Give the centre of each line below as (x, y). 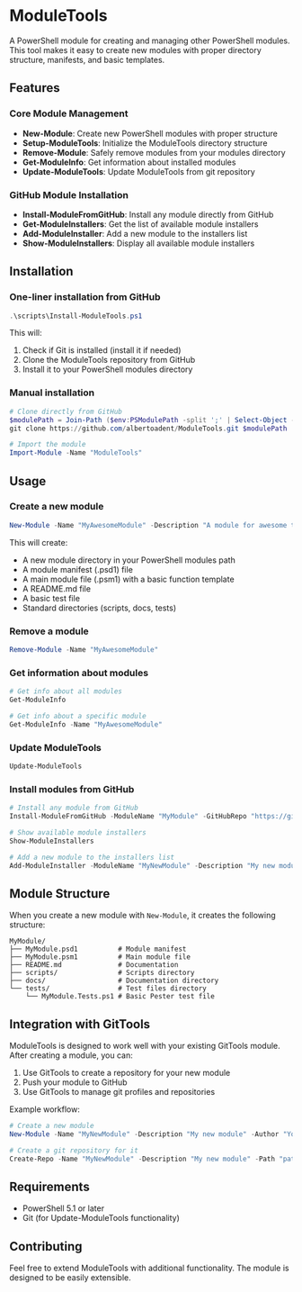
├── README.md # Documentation (94, 965)
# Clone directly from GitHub (66, 411)
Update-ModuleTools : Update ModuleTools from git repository (139, 171)
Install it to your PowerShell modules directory (107, 369)
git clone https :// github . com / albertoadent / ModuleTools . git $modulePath (148, 429)
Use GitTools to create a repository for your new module (126, 1073)
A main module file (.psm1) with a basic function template (129, 579)
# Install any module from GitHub (74, 808)
